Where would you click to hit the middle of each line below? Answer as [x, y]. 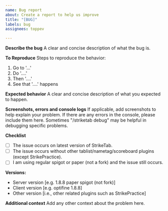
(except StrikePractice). [37, 157]
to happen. [17, 100]
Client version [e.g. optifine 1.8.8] [47, 188]
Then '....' [22, 79]
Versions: [16, 173]
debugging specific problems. [37, 126]
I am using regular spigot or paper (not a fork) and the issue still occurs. [88, 162]
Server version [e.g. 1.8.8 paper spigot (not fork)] [64, 182]
